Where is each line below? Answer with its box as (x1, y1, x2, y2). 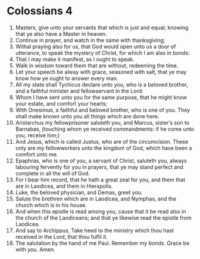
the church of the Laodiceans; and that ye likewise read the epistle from (15, 214, 192, 221)
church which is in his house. (15, 201, 87, 208)
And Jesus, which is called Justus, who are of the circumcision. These (15, 138, 189, 145)
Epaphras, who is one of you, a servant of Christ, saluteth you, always (15, 157, 187, 164)
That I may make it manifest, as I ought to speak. (15, 55, 135, 63)
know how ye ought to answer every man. (15, 75, 118, 82)
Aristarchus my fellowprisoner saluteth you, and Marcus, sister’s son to (15, 119, 190, 126)
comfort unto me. (15, 150, 58, 158)
